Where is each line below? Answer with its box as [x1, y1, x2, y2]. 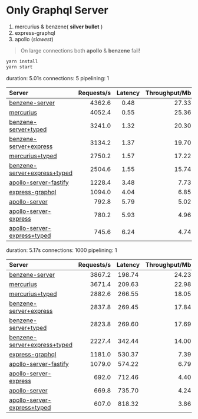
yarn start [6, 64, 33, 70]
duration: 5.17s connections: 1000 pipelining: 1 [6, 246, 117, 254]
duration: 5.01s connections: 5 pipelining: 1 [6, 74, 110, 81]
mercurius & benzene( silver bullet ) [14, 23, 103, 30]
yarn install [6, 58, 38, 64]
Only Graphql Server [6, 4, 108, 17]
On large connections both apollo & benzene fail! [20, 47, 140, 54]
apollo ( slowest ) [14, 35, 54, 42]
